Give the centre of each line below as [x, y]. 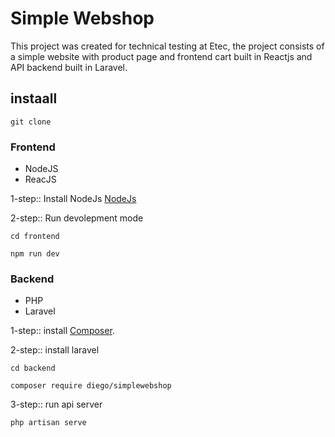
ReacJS [40, 179]
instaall [34, 98]
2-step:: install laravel [55, 350]
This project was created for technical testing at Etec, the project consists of [167, 46]
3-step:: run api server [56, 404]
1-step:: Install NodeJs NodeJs [73, 199]
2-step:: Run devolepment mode [77, 218]
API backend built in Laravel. [69, 67]
